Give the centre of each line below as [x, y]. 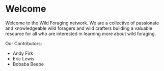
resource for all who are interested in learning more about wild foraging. [81, 33]
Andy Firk [23, 53]
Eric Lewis [23, 58]
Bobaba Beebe [28, 64]
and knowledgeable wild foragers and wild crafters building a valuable [79, 28]
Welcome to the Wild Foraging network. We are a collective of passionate [82, 23]
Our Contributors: [24, 43]
